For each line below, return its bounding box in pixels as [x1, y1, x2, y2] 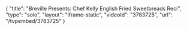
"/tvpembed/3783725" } [5, 18, 65, 24]
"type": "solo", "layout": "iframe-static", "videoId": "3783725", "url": [5, 11, 173, 18]
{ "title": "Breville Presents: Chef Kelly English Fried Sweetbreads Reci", [5, 5, 182, 12]
